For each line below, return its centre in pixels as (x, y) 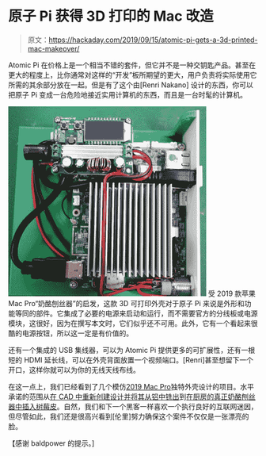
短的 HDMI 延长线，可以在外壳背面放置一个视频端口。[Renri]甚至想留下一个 (131, 360)
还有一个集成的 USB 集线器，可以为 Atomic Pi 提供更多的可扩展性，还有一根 (132, 350)
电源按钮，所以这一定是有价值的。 (77, 333)
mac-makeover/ (53, 48)
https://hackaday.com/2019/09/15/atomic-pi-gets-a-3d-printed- (153, 40)
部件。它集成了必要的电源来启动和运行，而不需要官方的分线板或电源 (146, 313)
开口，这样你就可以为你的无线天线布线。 (74, 370)
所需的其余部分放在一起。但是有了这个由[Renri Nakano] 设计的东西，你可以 (131, 85)
